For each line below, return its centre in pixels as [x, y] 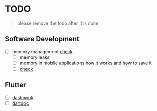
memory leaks [35, 57]
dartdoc [20, 103]
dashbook [23, 97]
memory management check [42, 51]
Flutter [16, 85]
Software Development [42, 39]
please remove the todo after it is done [58, 23]
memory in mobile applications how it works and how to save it [86, 63]
